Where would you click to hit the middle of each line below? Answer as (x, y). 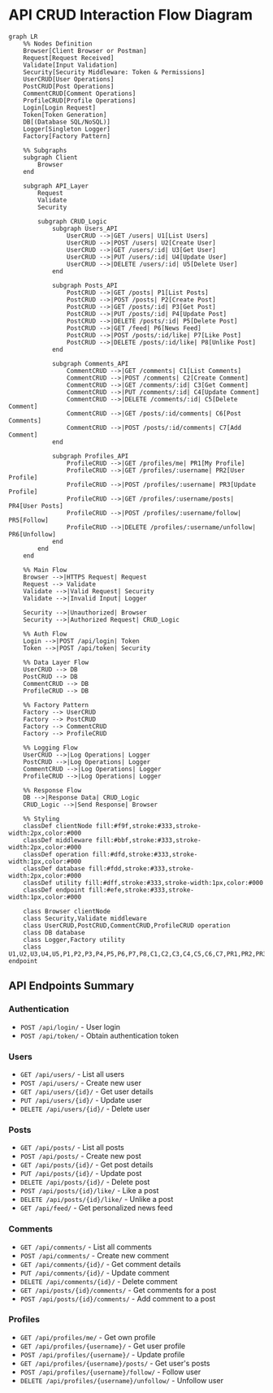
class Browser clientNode (67, 911)
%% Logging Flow (51, 748)
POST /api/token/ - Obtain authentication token (99, 1035)
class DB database (54, 932)
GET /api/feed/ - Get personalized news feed (96, 1208)
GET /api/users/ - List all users (72, 1074)
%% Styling (41, 818)
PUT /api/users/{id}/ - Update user (81, 1100)
